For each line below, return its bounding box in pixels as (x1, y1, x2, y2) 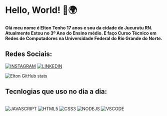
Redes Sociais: (5, 50, 52, 58)
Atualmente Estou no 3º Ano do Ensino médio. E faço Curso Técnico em (5, 30, 156, 36)
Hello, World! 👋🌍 (5, 4, 77, 16)
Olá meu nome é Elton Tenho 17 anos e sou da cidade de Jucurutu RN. (5, 24, 152, 30)
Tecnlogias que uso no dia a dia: (5, 87, 107, 95)
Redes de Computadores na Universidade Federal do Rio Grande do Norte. (5, 35, 162, 41)
